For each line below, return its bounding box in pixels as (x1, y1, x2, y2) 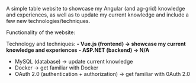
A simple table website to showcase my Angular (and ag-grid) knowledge (6, 5, 185, 12)
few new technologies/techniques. (6, 18, 91, 24)
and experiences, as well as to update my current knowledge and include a (6, 11, 189, 18)
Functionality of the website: (6, 29, 76, 36)
